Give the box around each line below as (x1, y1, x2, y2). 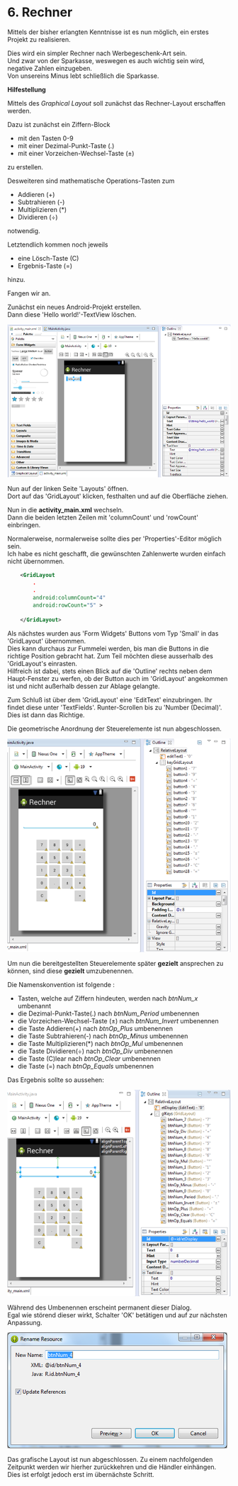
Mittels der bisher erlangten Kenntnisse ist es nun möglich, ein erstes (7, 28, 209, 36)
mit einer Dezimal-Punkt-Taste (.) (17, 141, 115, 150)
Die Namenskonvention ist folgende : (7, 981, 115, 989)
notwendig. (7, 226, 40, 235)
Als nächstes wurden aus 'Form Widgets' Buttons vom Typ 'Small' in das (7, 629, 219, 638)
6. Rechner (7, 4, 73, 21)
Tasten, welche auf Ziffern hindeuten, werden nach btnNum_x (17, 994, 198, 1003)
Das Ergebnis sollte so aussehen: (7, 1076, 104, 1084)
